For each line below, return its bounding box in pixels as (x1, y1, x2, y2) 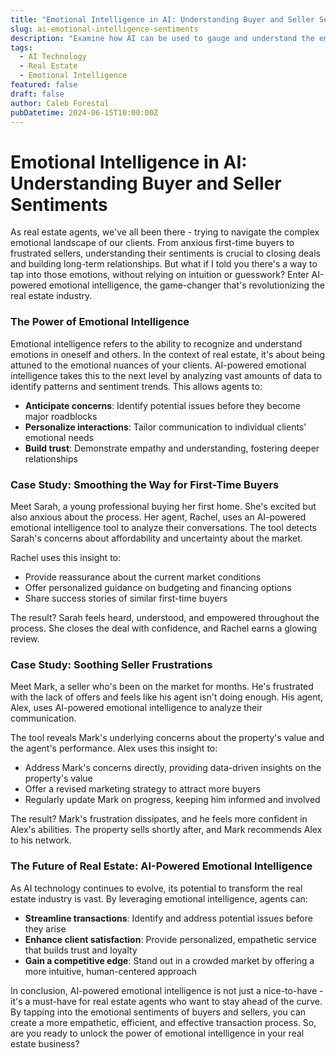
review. (10, 632, 40, 645)
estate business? (10, 1037, 80, 1050)
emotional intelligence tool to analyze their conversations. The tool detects (10, 521, 317, 533)
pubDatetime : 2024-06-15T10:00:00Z (10, 107, 159, 118)
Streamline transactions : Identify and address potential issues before (24, 912, 313, 924)
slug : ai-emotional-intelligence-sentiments (10, 24, 199, 34)
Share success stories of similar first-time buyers (24, 592, 228, 604)
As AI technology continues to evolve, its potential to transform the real (10, 882, 303, 894)
